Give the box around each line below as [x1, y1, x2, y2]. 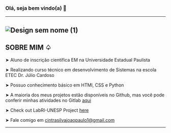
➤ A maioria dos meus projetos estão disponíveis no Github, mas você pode [5, 92, 165, 98]
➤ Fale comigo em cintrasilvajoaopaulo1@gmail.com [5, 117, 115, 123]
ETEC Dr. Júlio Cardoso [5, 72, 54, 78]
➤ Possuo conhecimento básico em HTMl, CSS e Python [5, 82, 124, 88]
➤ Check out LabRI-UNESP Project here [5, 107, 89, 113]
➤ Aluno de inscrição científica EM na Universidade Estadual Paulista [5, 57, 150, 63]
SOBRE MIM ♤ [5, 43, 52, 52]
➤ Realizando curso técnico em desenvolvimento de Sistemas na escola [5, 66, 157, 73]
